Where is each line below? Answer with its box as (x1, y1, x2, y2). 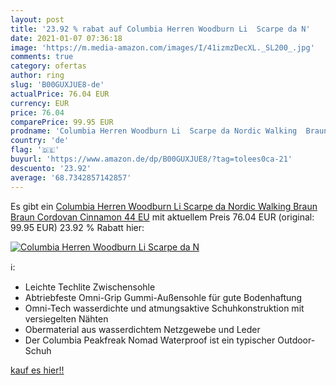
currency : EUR (10, 98, 70, 108)
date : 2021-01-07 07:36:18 (10, 33, 123, 43)
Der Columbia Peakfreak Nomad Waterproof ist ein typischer (24, 334, 276, 346)
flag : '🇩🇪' (10, 145, 60, 155)
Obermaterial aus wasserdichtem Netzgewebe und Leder (24, 323, 261, 335)
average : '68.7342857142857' (10, 172, 132, 183)
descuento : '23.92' (10, 163, 92, 173)
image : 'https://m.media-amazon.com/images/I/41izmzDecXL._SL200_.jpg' (10, 42, 315, 53)
